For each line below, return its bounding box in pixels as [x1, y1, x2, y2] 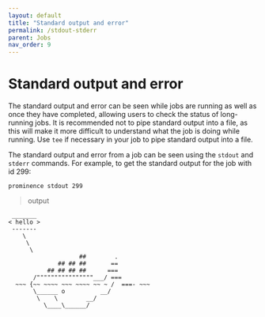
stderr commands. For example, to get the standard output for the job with [8, 159, 252, 168]
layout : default [8, 11, 62, 20]
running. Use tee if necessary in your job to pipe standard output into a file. [8, 135, 253, 145]
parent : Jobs [8, 33, 51, 42]
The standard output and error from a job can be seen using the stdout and [8, 150, 254, 160]
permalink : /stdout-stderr [8, 26, 97, 34]
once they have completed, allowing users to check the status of [8, 110, 219, 119]
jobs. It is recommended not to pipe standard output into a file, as [35, 118, 248, 127]
